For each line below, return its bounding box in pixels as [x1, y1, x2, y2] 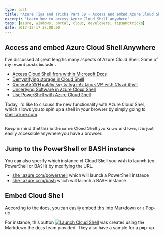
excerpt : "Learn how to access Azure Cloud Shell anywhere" [5, 16, 130, 21]
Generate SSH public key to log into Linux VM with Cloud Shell [12, 81, 138, 87]
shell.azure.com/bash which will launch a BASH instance [12, 177, 126, 183]
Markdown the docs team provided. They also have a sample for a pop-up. [5, 224, 156, 230]
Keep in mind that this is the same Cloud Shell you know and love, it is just [5, 125, 154, 131]
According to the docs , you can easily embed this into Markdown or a [5, 205, 145, 211]
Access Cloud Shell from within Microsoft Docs [12, 71, 107, 77]
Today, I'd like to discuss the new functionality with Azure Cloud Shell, [5, 101, 146, 107]
